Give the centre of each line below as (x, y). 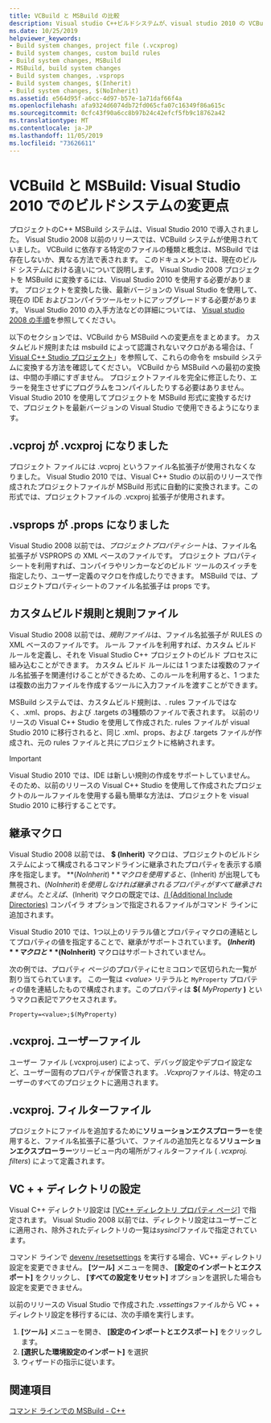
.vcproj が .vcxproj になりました (89, 445)
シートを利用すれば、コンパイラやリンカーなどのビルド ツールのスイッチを (133, 566)
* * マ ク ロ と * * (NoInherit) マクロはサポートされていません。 (110, 952)
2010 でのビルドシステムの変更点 (119, 205)
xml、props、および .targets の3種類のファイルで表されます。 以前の (139, 712)
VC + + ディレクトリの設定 (75, 1189)
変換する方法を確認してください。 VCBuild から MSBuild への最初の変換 (142, 367)
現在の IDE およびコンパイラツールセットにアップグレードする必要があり (129, 300)
